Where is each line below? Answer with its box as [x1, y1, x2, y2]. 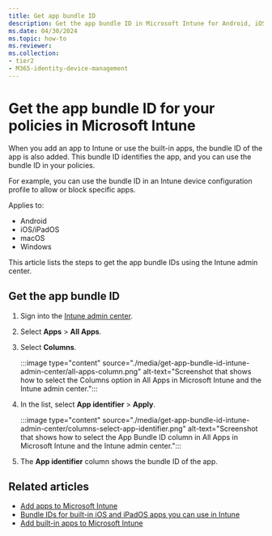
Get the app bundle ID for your [8, 99, 215, 117]
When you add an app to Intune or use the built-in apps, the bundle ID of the [8, 143, 263, 153]
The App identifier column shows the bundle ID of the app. [19, 456, 219, 466]
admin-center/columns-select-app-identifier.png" [19, 424, 186, 433]
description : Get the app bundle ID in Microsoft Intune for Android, [8, 19, 252, 27]
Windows [19, 242, 52, 251]
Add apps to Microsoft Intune [19, 501, 118, 511]
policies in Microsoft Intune [8, 116, 196, 134]
